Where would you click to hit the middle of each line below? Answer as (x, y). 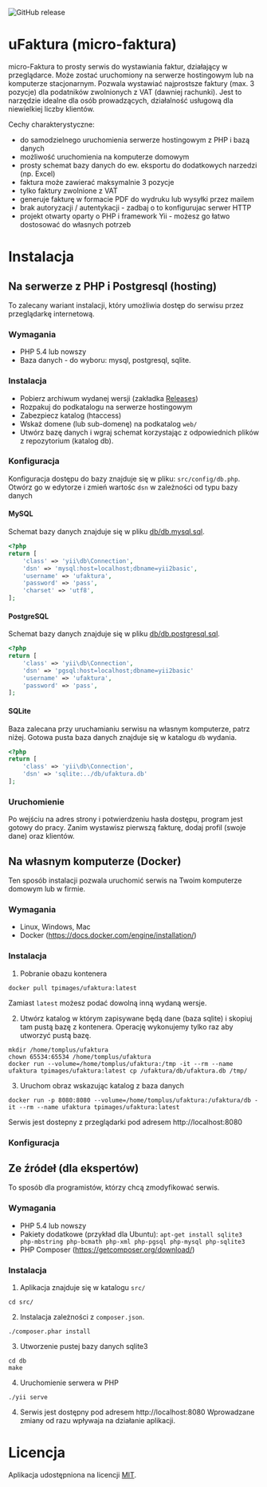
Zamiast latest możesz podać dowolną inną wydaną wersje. (108, 1003)
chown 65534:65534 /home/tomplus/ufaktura (80, 1056)
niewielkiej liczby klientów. (51, 108)
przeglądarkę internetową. (51, 313)
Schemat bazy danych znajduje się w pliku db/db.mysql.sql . (106, 532)
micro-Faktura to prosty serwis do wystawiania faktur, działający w (118, 66)
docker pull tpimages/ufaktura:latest (73, 988)
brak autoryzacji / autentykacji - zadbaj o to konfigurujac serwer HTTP (135, 207)
